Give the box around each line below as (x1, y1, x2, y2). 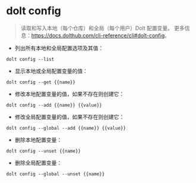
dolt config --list (6, 56, 55, 62)
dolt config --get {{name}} (6, 79, 76, 85)
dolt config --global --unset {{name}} (6, 171, 105, 177)
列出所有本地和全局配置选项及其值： (14, 44, 104, 52)
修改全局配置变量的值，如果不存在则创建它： (14, 113, 125, 120)
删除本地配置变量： (14, 136, 62, 143)
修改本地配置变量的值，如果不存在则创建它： (14, 90, 125, 97)
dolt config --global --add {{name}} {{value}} (6, 125, 127, 131)
